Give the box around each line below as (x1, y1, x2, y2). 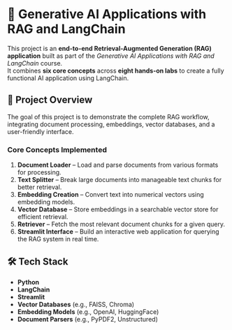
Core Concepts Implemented (7, 144, 107, 154)
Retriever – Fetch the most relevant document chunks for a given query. (17, 220, 226, 229)
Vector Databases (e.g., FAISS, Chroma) (17, 300, 135, 308)
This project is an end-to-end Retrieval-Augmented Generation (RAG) (7, 44, 212, 52)
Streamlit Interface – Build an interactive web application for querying (17, 227, 219, 236)
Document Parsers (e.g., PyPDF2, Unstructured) (17, 315, 159, 323)
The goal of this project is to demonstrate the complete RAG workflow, (7, 112, 210, 121)
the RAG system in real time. (17, 235, 99, 243)
